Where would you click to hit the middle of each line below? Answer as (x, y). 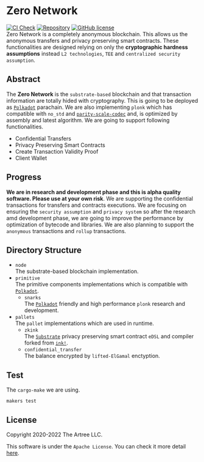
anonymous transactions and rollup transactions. (66, 231)
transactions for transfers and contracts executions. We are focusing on (97, 205)
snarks (33, 298)
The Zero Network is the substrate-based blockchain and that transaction (99, 94)
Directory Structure (44, 250)
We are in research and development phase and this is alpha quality (94, 192)
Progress (24, 177)
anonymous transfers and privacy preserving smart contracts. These (93, 40)
